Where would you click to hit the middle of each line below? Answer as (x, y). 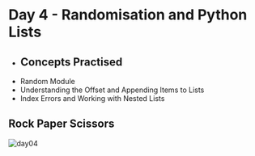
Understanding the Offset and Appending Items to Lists (112, 90)
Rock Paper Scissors (62, 124)
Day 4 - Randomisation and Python (128, 15)
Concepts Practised (71, 62)
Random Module (47, 81)
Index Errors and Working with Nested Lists (92, 98)
